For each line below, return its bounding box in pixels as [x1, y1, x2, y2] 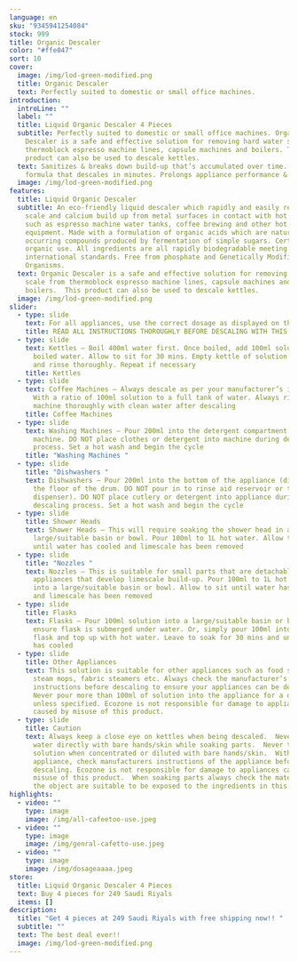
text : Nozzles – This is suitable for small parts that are [25, 566, 252, 576]
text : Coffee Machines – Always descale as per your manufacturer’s [25, 385, 284, 394]
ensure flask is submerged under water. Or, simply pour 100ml [32, 624, 272, 634]
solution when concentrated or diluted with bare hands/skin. [32, 749, 268, 758]
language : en [9, 12, 58, 22]
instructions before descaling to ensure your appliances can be [32, 682, 279, 692]
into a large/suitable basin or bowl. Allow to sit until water [32, 583, 276, 592]
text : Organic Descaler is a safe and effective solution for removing [17, 269, 288, 278]
